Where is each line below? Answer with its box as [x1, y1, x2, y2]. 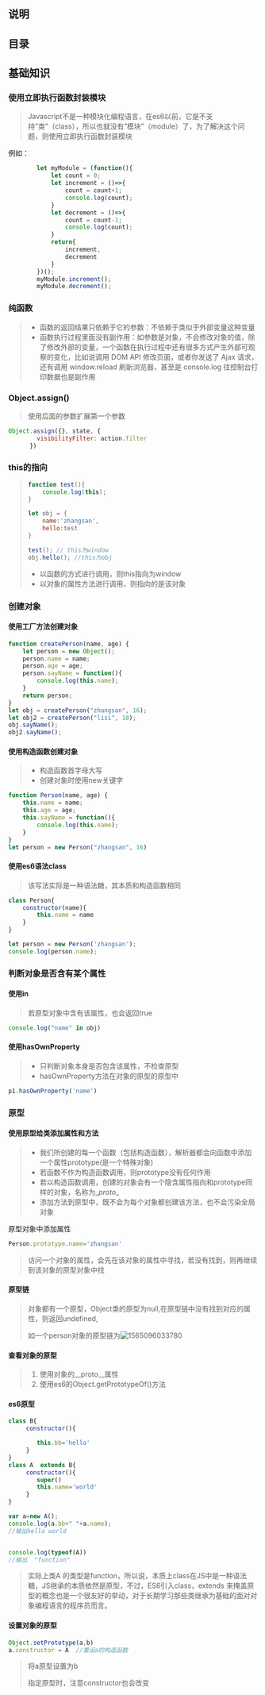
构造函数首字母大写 [39, 765, 103, 776]
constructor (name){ [22, 903, 87, 911]
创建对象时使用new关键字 [39, 776, 124, 785]
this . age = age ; [22, 807, 77, 815]
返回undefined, [48, 1314, 98, 1323]
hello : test [42, 525, 79, 533]
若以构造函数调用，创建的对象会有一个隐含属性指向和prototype [39, 1177, 246, 1187]
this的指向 [8, 462, 48, 473]
